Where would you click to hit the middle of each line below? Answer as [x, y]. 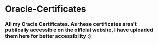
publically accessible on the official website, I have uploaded [79, 30]
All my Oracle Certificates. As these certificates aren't [71, 24]
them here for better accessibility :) [48, 36]
